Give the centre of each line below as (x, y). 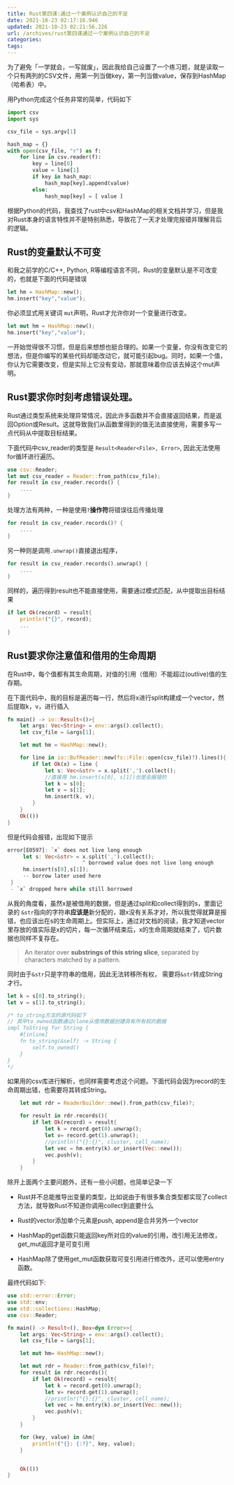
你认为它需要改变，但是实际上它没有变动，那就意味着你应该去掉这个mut (111, 364)
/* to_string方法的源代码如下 (47, 1015)
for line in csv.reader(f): (60, 157)
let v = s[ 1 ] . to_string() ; (46, 1002)
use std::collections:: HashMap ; (54, 1309)
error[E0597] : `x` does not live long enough (74, 850)
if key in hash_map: (62, 177)
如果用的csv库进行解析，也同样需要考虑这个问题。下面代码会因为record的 (114, 1081)
